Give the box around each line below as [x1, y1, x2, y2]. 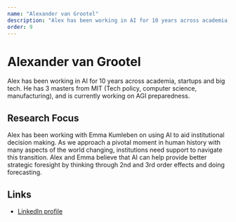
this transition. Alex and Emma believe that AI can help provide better [7, 153, 207, 162]
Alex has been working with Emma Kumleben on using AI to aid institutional [7, 131, 225, 139]
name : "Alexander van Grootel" [7, 10, 99, 18]
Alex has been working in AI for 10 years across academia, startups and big [7, 77, 225, 85]
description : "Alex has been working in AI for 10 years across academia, [7, 17, 231, 24]
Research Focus [7, 112, 79, 124]
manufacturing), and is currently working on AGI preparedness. [7, 92, 190, 100]
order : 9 [7, 23, 33, 30]
